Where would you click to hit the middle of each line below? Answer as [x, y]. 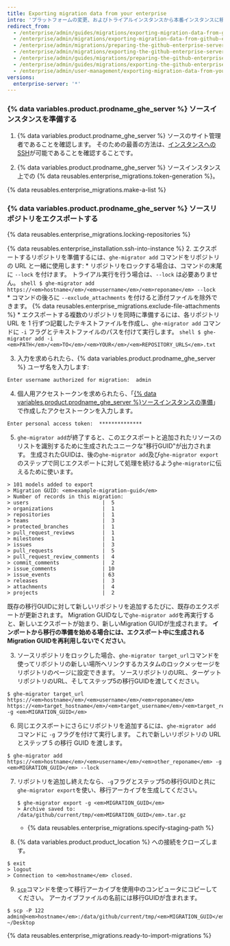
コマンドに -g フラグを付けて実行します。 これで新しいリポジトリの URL [119, 734]
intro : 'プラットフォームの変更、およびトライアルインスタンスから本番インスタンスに [113, 20]
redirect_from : [29, 26]
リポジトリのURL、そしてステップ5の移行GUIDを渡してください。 [110, 681]
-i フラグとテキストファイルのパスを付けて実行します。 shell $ [111, 332]
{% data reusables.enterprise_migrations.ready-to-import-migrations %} [110, 935]
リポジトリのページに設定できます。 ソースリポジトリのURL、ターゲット [119, 672]
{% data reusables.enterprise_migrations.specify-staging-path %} [120, 827]
